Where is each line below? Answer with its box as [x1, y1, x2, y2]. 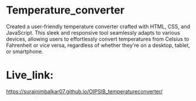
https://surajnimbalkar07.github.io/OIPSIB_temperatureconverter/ [6, 87, 163, 95]
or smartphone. [6, 48, 43, 55]
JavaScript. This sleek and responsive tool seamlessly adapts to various [6, 29, 180, 36]
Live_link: [6, 69, 54, 82]
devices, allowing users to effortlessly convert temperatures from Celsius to [6, 35, 190, 42]
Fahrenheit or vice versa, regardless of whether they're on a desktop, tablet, [6, 42, 191, 49]
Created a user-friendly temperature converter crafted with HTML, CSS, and [6, 23, 191, 30]
